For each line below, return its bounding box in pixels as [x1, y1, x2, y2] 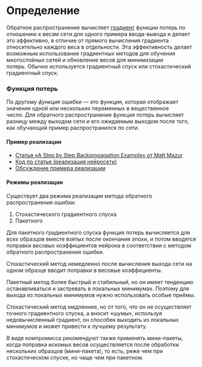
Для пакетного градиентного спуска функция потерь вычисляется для [6, 229, 190, 236]
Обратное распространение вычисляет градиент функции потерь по [6, 24, 186, 31]
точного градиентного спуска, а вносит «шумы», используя [6, 309, 162, 317]
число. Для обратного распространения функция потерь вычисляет [6, 111, 184, 119]
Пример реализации [6, 138, 62, 145]
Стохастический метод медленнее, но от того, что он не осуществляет [6, 303, 192, 310]
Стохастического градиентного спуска [15, 210, 117, 218]
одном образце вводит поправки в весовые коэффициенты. [6, 266, 162, 274]
